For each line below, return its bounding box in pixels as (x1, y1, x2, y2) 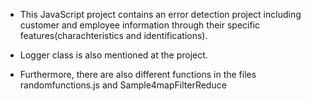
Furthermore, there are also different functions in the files (19, 69, 257, 80)
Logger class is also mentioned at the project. (19, 49, 208, 61)
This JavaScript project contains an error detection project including (19, 9, 302, 20)
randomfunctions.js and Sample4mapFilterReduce (19, 79, 227, 91)
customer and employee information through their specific (19, 19, 261, 31)
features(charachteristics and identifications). (19, 30, 208, 41)
